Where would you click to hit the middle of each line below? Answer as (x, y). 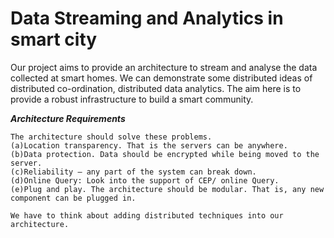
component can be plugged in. (73, 198)
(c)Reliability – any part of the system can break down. (133, 172)
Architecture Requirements (68, 118)
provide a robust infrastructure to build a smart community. (132, 99)
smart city (54, 39)
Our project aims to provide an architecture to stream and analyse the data (164, 67)
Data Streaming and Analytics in (147, 18)
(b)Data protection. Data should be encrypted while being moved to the (165, 154)
